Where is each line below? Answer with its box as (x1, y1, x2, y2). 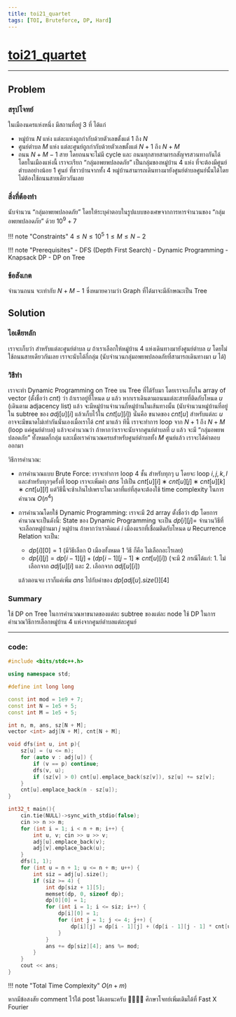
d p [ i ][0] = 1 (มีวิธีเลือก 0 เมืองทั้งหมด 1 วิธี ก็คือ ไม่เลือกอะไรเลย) (28, 546, 184, 554)
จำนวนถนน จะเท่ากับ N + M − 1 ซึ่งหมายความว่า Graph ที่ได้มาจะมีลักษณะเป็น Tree (8, 287, 207, 295)
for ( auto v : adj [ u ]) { (20, 754, 93, 761)
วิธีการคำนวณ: (8, 455, 41, 464)
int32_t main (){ (8, 806, 55, 813)
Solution (8, 307, 46, 319)
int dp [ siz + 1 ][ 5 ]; (45, 884, 106, 891)
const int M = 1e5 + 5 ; (8, 709, 78, 716)
